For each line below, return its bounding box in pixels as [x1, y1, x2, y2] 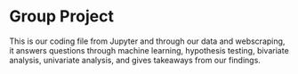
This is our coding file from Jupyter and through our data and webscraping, [9, 36, 286, 46]
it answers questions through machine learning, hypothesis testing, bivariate [9, 45, 289, 55]
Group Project [9, 6, 114, 27]
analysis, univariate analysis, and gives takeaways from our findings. [9, 54, 261, 65]
